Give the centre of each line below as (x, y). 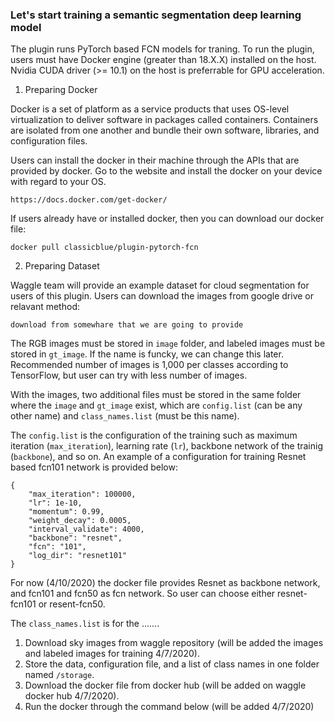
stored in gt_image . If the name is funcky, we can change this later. (147, 354)
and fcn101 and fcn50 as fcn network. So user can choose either (143, 594)
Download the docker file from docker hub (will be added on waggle (165, 685)
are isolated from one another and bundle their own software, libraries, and (165, 130)
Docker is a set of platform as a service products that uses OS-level (150, 109)
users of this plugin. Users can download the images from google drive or (162, 296)
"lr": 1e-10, (55, 503)
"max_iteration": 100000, (82, 494)
